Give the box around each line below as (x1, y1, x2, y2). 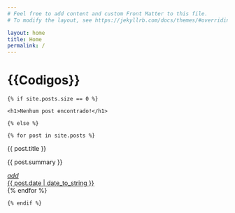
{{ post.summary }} (7, 158, 63, 166)
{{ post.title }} (7, 145, 47, 153)
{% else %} (7, 120, 39, 127)
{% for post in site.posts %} (7, 132, 96, 140)
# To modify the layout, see (7, 17, 92, 24)
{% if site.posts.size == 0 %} (7, 96, 99, 103)
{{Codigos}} (7, 73, 80, 88)
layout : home (7, 29, 45, 36)
